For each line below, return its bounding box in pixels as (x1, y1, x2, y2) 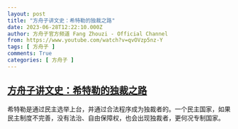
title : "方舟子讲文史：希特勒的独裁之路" (7, 17, 115, 24)
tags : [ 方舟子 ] (7, 43, 55, 50)
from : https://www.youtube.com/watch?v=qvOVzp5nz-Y (7, 37, 163, 44)
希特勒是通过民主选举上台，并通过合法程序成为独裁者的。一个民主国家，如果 (7, 104, 231, 113)
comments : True (7, 50, 52, 57)
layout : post (7, 10, 46, 18)
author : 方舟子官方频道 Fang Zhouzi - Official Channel (7, 30, 169, 38)
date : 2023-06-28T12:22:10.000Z (7, 23, 103, 30)
